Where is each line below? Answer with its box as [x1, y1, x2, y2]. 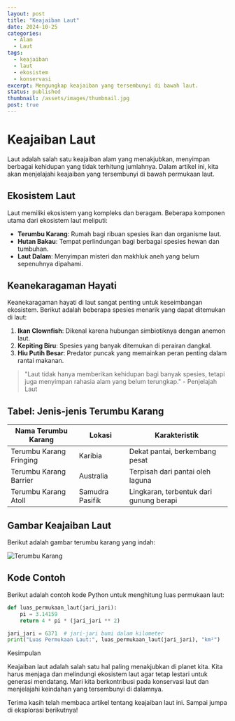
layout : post [7, 10, 45, 18]
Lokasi [90, 430, 112, 440]
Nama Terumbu [15, 426, 68, 436]
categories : [7, 29, 42, 37]
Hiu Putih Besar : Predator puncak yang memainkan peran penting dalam [17, 349, 227, 357]
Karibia [78, 451, 103, 461]
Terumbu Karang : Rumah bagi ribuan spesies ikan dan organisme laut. [17, 229, 222, 238]
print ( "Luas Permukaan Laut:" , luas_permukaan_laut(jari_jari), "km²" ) [7, 636, 220, 643]
